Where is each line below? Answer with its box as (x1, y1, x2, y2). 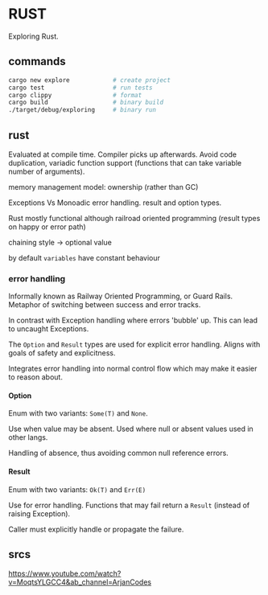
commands (8, 55, 66, 68)
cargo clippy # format (8, 91, 142, 99)
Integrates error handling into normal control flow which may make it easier (8, 363, 258, 374)
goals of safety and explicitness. (8, 348, 116, 358)
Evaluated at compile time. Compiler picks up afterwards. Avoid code (8, 150, 237, 159)
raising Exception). (8, 508, 71, 519)
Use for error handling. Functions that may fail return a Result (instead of (8, 500, 250, 510)
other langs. (8, 433, 48, 442)
